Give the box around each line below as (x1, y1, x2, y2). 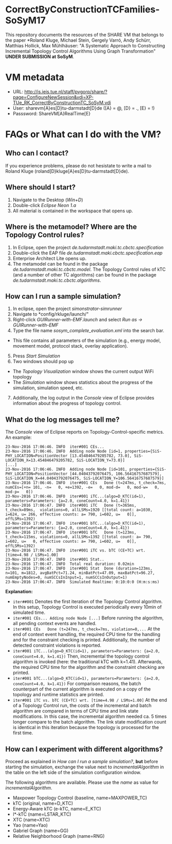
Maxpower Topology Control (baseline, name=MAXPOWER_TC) (12, 795, 147, 801)
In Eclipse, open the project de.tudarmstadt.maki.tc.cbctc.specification (12, 244, 164, 250)
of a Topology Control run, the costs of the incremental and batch (12, 702, 151, 709)
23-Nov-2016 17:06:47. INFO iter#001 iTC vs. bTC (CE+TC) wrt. (5, 548, 146, 553)
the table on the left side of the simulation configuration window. (5, 769, 142, 776)
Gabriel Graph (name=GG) (12, 828, 69, 834)
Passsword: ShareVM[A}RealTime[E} (12, 110, 91, 116)
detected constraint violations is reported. (12, 642, 102, 648)
